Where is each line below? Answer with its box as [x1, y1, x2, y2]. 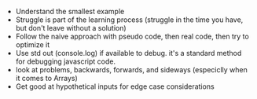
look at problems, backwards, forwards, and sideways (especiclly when [15, 65, 248, 74]
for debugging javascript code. [15, 57, 116, 66]
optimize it [15, 40, 50, 49]
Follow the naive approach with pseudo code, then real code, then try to [15, 31, 249, 41]
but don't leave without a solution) [15, 24, 127, 32]
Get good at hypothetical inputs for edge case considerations [15, 82, 215, 91]
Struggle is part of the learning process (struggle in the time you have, [15, 15, 244, 24]
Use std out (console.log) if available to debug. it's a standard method [15, 49, 242, 57]
